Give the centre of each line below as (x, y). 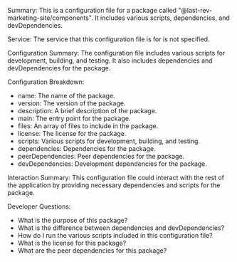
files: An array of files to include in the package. (88, 126)
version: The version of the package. (72, 103)
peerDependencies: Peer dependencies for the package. (101, 156)
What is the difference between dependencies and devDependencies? (121, 228)
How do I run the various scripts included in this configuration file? (115, 235)
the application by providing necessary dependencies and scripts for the (114, 185)
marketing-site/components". (51, 18)
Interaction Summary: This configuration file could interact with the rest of (116, 178)
